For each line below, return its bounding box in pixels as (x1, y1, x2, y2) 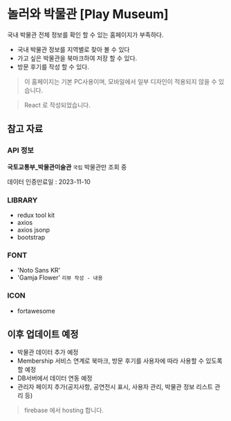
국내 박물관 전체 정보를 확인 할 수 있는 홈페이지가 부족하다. (7, 31, 164, 39)
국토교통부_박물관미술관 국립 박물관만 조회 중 (7, 162, 127, 171)
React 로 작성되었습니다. (24, 101, 91, 109)
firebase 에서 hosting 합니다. (24, 406, 104, 415)
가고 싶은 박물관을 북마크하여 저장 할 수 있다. (17, 53, 138, 62)
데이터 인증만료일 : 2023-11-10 (7, 178, 91, 186)
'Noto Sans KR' (17, 266, 61, 275)
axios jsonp (17, 225, 50, 234)
